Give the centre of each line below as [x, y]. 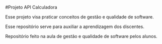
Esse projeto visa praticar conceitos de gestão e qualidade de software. [80, 17]
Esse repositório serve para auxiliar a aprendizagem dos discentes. [75, 26]
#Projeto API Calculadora [31, 7]
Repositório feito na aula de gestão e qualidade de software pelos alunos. [81, 36]
